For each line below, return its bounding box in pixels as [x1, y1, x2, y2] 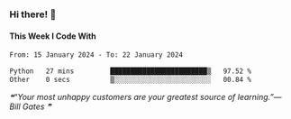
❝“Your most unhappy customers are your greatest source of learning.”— [9, 91, 282, 102]
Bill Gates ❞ [9, 101, 51, 112]
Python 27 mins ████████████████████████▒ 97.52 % [9, 67, 252, 76]
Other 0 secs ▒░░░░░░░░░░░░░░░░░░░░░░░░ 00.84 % [9, 75, 252, 84]
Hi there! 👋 [9, 8, 57, 21]
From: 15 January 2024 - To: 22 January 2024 [9, 50, 183, 59]
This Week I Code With [9, 31, 96, 41]
